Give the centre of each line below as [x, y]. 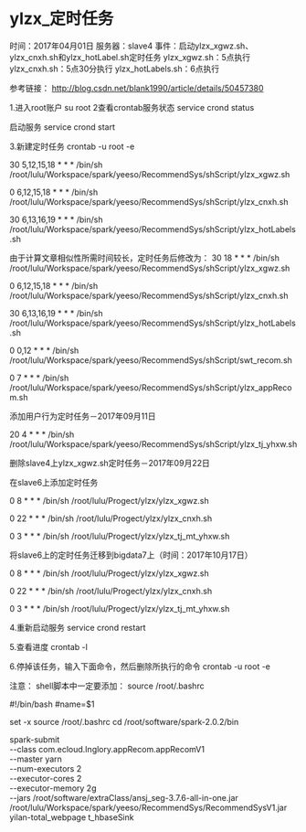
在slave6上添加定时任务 [54, 482]
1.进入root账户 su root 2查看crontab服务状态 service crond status [132, 107]
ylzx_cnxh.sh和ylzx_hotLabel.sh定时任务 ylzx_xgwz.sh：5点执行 [130, 57]
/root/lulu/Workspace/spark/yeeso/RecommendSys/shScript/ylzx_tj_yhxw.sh [153, 443]
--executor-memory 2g [53, 788]
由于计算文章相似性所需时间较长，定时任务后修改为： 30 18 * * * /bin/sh [145, 258]
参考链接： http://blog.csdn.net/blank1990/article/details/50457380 [137, 88]
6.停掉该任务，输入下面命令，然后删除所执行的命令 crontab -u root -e [140, 666]
